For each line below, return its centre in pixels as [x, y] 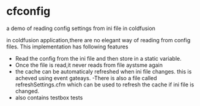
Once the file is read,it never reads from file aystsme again [89, 65]
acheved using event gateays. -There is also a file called [86, 78]
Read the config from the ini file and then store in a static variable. [98, 58]
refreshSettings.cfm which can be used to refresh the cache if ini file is [105, 85]
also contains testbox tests [49, 97]
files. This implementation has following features [67, 47]
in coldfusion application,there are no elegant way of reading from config [98, 40]
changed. [27, 91]
